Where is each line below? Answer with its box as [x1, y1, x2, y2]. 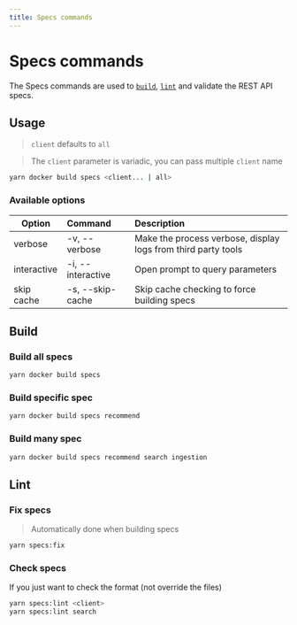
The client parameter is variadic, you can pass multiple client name [30, 156, 283, 166]
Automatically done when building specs [30, 524, 179, 535]
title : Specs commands [9, 12, 93, 22]
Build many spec [9, 433, 82, 445]
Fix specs [9, 504, 51, 516]
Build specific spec [9, 391, 93, 404]
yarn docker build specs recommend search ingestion [9, 452, 208, 461]
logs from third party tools [134, 243, 243, 255]
